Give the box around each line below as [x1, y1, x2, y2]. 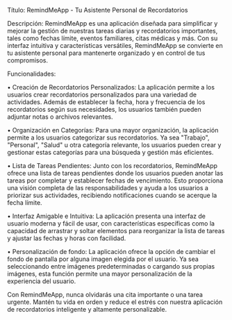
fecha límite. [7, 199, 43, 207]
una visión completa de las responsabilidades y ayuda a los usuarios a [7, 184, 208, 192]
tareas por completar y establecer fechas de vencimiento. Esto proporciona [7, 176, 224, 185]
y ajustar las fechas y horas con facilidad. [7, 234, 126, 242]
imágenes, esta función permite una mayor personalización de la [7, 270, 192, 278]
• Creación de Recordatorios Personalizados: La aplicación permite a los [7, 83, 215, 91]
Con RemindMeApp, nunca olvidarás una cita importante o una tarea [7, 291, 204, 298]
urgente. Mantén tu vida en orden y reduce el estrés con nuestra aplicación [7, 298, 223, 306]
